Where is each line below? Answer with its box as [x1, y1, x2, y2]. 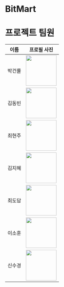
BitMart [5, 3, 36, 15]
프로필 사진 [29, 47, 54, 53]
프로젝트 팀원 [5, 27, 55, 39]
